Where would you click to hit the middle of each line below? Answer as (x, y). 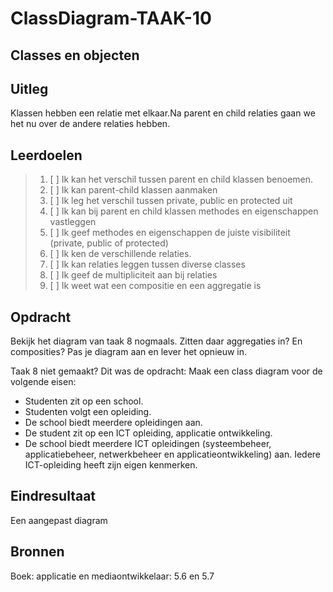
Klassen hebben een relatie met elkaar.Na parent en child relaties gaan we (163, 113)
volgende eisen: (43, 382)
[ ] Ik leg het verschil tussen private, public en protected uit (171, 201)
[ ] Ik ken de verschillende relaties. (120, 254)
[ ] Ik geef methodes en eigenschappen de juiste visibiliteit (170, 233)
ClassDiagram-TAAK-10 (111, 18)
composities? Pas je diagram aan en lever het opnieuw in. (129, 352)
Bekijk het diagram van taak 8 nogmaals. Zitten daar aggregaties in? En (156, 341)
